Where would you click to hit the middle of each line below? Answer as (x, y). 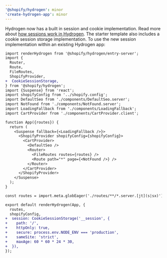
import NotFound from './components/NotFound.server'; (63, 104)
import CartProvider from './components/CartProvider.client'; (72, 113)
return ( (19, 127)
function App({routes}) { (32, 122)
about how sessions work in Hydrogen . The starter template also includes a (83, 34)
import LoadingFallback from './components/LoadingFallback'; (71, 109)
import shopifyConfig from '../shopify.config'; (56, 95)
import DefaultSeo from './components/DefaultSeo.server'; (68, 100)
